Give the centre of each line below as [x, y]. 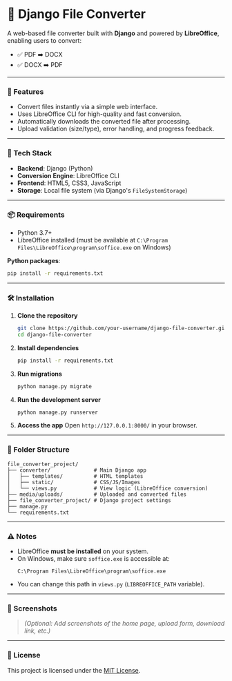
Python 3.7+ [35, 232]
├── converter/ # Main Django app [77, 470]
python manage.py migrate [54, 386]
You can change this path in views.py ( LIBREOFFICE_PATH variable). [111, 584]
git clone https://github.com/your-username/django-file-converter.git [122, 328]
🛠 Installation [31, 298]
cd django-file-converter [54, 334]
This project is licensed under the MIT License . [74, 670]
